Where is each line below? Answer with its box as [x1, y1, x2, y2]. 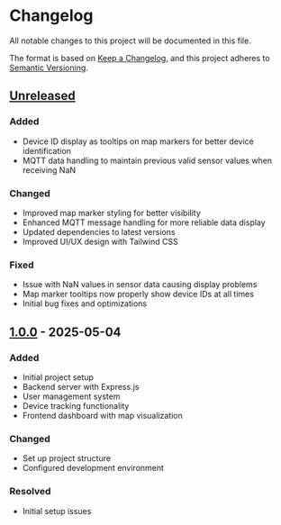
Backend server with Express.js [22, 381, 140, 392]
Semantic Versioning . [9, 62, 88, 73]
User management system [22, 391, 121, 402]
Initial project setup [22, 371, 95, 383]
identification [22, 145, 72, 156]
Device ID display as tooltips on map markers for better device [22, 136, 254, 147]
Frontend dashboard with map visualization [22, 410, 183, 421]
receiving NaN [22, 164, 77, 176]
